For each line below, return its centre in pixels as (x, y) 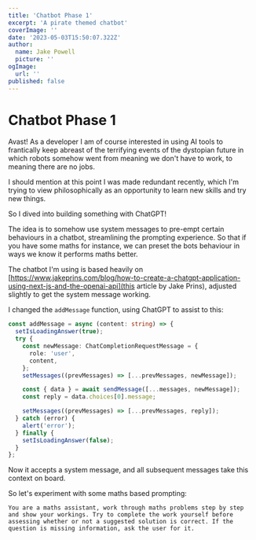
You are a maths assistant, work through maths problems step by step (126, 508)
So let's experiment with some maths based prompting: (97, 494)
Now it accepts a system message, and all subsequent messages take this (128, 470)
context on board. (37, 478)
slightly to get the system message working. (80, 295)
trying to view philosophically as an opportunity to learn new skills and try (127, 190)
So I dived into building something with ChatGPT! (88, 214)
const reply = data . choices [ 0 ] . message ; (89, 397)
